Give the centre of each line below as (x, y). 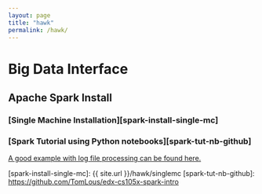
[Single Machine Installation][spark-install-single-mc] (113, 120)
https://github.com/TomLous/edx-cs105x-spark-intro (93, 182)
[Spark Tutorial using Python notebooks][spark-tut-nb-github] (130, 141)
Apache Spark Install (60, 98)
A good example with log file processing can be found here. (105, 159)
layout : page (29, 15)
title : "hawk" (31, 23)
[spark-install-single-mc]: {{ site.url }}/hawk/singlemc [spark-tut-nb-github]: (131, 174)
